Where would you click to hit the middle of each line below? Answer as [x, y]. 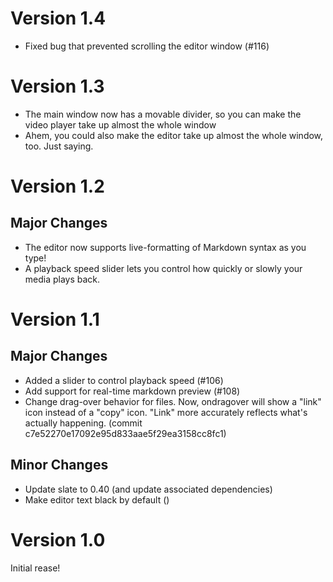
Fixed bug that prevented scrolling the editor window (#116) [147, 46]
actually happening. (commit [83, 423]
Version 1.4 [58, 18]
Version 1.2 [57, 186]
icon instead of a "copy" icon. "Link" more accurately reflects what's [166, 412]
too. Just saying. [59, 146]
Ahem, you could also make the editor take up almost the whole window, [174, 135]
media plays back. [62, 279]
